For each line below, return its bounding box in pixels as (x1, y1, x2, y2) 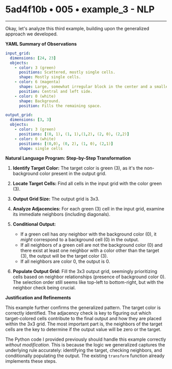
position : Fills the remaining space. (18, 103, 102, 108)
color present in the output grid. (39, 170, 106, 177)
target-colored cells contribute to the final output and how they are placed (5, 316, 162, 322)
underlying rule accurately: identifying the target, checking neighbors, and (5, 347, 162, 354)
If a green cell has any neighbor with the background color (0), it (20, 231, 157, 237)
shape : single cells (18, 146, 63, 151)
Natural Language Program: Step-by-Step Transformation (5, 155, 131, 161)
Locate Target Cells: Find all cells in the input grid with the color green (12, 181, 162, 187)
